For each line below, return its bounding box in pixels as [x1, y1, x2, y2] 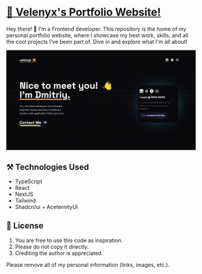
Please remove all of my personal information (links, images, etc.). [6, 261, 170, 268]
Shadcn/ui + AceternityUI [14, 204, 78, 211]
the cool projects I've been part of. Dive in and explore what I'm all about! [6, 38, 188, 45]
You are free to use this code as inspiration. [14, 237, 123, 244]
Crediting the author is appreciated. [14, 249, 103, 257]
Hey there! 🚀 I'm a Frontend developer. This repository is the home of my [6, 25, 186, 32]
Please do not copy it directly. [14, 243, 89, 250]
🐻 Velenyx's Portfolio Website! [6, 5, 161, 19]
